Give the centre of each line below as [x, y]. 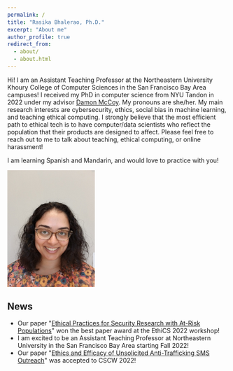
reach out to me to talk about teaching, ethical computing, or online [104, 139]
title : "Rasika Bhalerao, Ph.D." [56, 22]
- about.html [33, 59]
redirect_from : [29, 44]
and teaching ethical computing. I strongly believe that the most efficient [112, 117]
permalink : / [26, 15]
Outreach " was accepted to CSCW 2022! [77, 360]
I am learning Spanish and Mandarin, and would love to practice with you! [113, 160]
